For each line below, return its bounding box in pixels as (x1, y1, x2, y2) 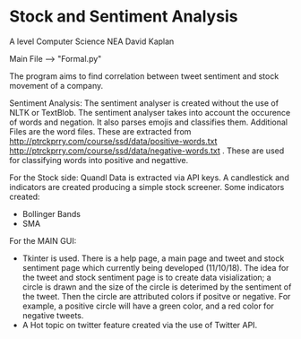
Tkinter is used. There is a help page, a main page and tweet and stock (21, 253, 285, 264)
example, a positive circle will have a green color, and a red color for (21, 300, 275, 311)
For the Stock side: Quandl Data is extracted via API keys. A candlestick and (9, 172, 289, 183)
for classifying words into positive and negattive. (9, 154, 189, 165)
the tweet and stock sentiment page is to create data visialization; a (21, 272, 271, 282)
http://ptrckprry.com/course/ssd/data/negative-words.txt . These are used (9, 145, 285, 156)
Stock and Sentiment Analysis (9, 6, 238, 27)
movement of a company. (9, 80, 104, 91)
